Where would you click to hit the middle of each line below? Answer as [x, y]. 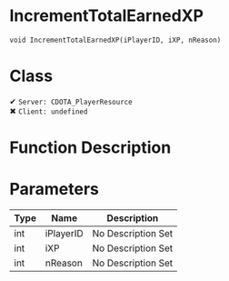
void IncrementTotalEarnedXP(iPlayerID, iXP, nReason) [115, 40]
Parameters [55, 190]
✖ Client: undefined [49, 111]
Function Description [90, 148]
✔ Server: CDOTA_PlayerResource [71, 101]
